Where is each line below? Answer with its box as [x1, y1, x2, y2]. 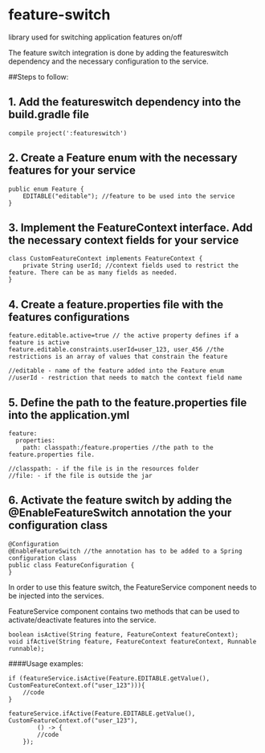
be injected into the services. [8, 590, 104, 600]
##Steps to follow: [8, 72, 69, 81]
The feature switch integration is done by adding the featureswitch [8, 47, 229, 57]
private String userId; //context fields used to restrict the [22, 261, 239, 270]
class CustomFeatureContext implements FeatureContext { [8, 255, 203, 263]
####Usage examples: [8, 658, 84, 669]
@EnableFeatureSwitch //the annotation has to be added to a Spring [8, 547, 243, 555]
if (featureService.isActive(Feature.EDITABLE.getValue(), [8, 674, 210, 682]
